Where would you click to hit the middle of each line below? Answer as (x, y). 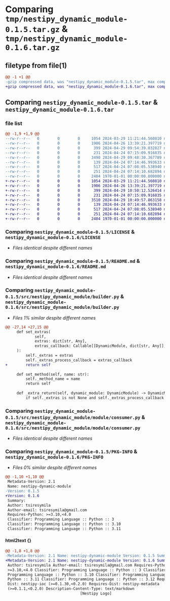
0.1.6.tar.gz (32, 48)
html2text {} (18, 540)
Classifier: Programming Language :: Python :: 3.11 (64, 529)
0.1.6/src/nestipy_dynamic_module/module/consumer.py (73, 428)
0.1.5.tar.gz (32, 30)
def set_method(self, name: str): (53, 374)
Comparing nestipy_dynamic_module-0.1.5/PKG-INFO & (71, 451)
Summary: (17, 501)
